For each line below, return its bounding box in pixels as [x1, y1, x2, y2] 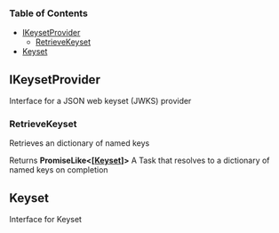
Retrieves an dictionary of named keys [9, 138, 150, 149]
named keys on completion [9, 165, 108, 175]
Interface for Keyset [9, 214, 83, 225]
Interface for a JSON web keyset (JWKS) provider [9, 96, 192, 107]
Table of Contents [9, 7, 89, 20]
